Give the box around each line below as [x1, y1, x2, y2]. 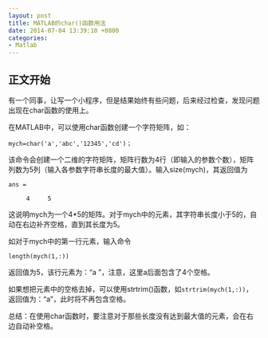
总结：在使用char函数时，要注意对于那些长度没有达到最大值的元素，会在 [8, 311, 247, 320]
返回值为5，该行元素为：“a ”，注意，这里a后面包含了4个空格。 [8, 267, 215, 277]
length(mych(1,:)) [8, 252, 69, 260]
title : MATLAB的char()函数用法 [8, 19, 106, 27]
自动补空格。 [14, 320, 57, 331]
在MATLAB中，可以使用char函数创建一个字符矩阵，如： [8, 122, 191, 132]
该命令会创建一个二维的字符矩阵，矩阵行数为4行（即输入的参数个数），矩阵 [8, 155, 254, 164]
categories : [8, 33, 48, 42]
